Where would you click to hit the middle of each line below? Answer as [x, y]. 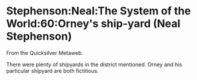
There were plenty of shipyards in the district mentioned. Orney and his [94, 64]
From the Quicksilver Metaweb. [45, 53]
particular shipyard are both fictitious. [52, 70]
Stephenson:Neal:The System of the [99, 11]
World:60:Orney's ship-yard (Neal [93, 24]
